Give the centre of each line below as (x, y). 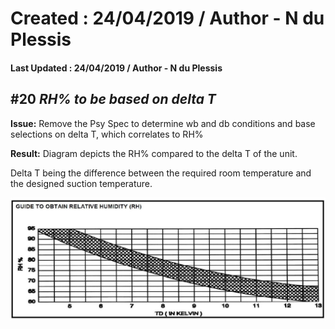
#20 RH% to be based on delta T (113, 99)
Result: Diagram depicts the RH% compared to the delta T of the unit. (154, 153)
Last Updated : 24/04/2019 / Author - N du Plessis (116, 68)
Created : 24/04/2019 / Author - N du (167, 18)
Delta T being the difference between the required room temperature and (161, 173)
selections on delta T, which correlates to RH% (107, 134)
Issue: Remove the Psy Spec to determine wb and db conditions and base (163, 123)
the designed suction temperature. (81, 183)
